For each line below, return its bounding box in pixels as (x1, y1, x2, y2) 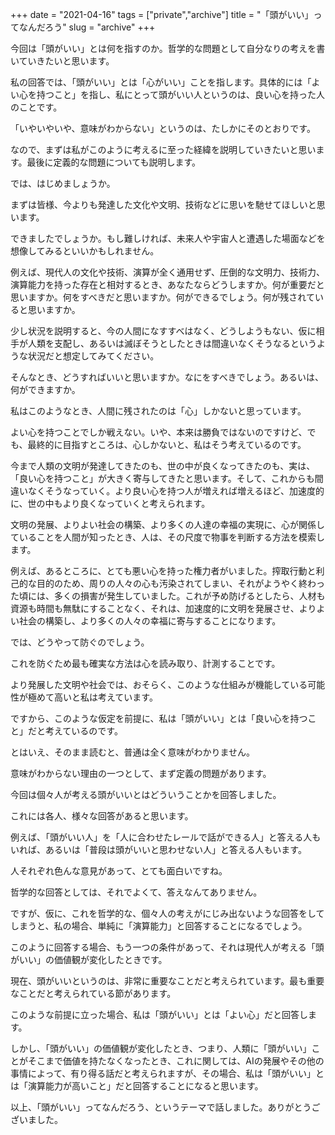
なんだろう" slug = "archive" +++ (18, 21, 156, 33)
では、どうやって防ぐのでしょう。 (10, 636, 150, 648)
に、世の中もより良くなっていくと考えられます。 (10, 498, 211, 509)
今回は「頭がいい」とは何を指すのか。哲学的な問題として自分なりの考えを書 (10, 43, 326, 54)
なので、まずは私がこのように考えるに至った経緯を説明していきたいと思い (10, 144, 317, 155)
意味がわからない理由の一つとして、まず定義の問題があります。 (10, 768, 272, 779)
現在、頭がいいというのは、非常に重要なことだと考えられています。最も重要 (10, 975, 325, 987)
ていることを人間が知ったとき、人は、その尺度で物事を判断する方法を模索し (10, 531, 326, 543)
